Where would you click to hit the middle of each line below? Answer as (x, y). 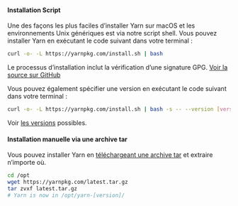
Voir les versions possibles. (47, 123)
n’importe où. (27, 163)
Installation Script (34, 10)
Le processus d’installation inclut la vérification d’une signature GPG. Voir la (118, 67)
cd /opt (19, 175)
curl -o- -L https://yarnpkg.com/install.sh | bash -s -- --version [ (114, 109)
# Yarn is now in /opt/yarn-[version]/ (66, 195)
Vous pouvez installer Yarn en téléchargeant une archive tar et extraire (110, 155)
